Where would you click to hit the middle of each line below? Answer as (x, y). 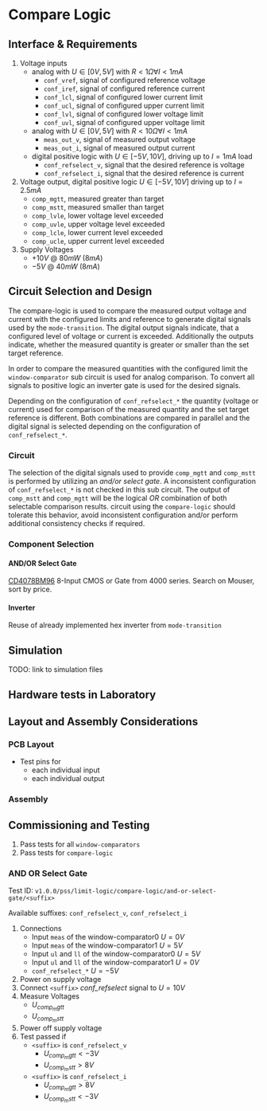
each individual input (66, 770)
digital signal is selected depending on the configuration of (104, 426)
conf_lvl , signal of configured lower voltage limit (124, 114)
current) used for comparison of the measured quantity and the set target (129, 409)
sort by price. (30, 589)
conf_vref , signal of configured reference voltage (124, 80)
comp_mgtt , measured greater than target (98, 198)
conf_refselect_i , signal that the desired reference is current (144, 173)
